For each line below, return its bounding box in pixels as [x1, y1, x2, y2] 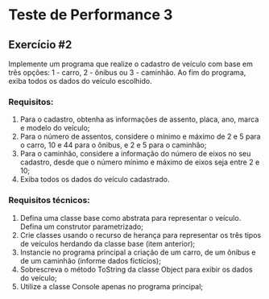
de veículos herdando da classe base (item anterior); [19, 239, 196, 248]
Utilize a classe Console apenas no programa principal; [19, 281, 204, 291]
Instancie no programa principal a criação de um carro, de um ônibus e [19, 247, 256, 257]
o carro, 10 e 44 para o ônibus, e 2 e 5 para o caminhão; [19, 140, 207, 150]
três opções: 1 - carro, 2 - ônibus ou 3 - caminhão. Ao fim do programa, [8, 68, 246, 77]
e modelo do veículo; [19, 123, 90, 133]
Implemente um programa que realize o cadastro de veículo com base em [8, 59, 254, 69]
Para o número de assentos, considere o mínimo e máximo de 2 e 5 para [19, 131, 261, 142]
